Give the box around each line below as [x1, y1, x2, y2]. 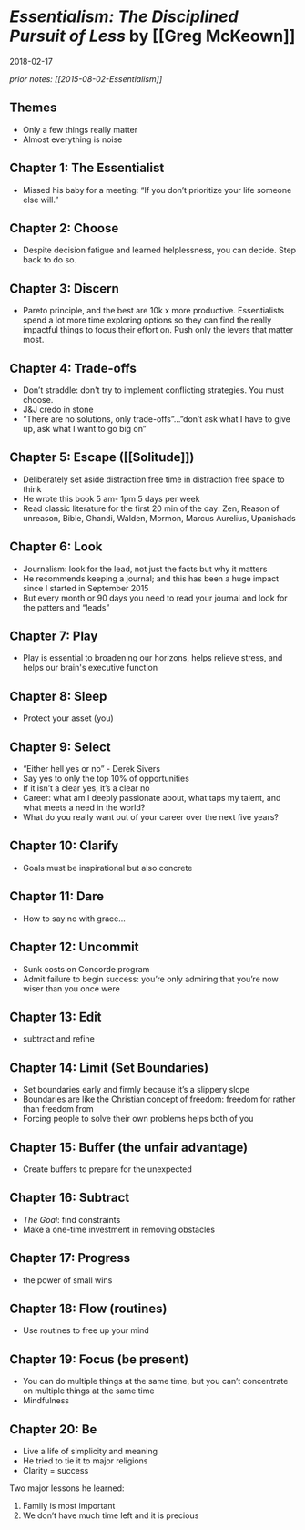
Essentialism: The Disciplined [9, 6, 239, 27]
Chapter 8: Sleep [9, 688, 107, 703]
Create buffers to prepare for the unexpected [22, 1164, 193, 1175]
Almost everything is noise [22, 134, 123, 145]
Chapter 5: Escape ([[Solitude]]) [9, 449, 195, 466]
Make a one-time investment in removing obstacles [22, 1224, 216, 1235]
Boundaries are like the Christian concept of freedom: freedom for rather [22, 1094, 296, 1104]
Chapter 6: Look [9, 539, 103, 555]
